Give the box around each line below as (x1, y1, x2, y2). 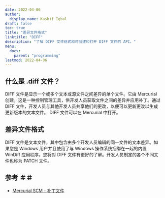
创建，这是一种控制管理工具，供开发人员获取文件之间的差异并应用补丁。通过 (5, 97, 161, 103)
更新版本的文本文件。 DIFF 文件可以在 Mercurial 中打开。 (5, 109, 121, 116)
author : (5, 12, 21, 17)
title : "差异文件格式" (5, 30, 47, 35)
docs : (9, 48, 21, 53)
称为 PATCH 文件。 (13, 158, 52, 164)
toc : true (5, 26, 26, 31)
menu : (5, 44, 16, 49)
